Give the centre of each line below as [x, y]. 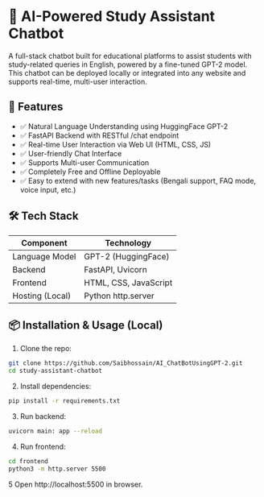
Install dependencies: [56, 387]
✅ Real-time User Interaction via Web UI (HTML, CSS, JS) [115, 144]
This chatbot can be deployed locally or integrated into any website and [127, 72]
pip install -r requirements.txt [64, 401]
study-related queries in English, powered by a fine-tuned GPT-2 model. [128, 64]
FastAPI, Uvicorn [115, 269]
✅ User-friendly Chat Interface [71, 153]
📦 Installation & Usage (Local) [86, 325]
